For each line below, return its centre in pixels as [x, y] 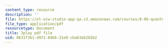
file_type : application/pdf [34, 24]
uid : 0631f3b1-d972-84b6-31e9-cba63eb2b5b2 [51, 38]
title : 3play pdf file [29, 33]
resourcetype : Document [30, 28]
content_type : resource [30, 10]
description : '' [22, 14]
